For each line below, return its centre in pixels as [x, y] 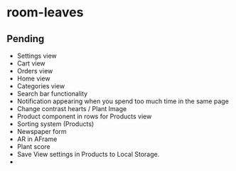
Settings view [37, 56]
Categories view [41, 86]
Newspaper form [42, 131]
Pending [26, 39]
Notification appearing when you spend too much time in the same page [123, 101]
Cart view [31, 63]
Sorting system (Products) [55, 124]
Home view [33, 78]
